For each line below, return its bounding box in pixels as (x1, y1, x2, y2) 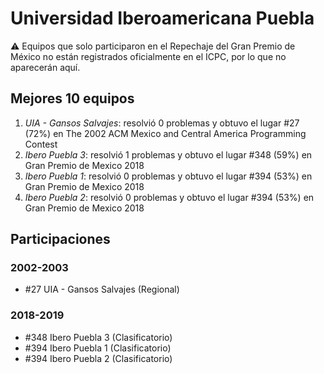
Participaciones (10, 231, 111, 248)
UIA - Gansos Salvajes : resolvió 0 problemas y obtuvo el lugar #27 (24, 117, 300, 129)
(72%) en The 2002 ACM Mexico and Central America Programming (24, 127, 307, 139)
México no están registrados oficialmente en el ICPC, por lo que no (10, 50, 287, 62)
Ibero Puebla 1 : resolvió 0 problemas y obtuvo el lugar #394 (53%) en (24, 170, 313, 182)
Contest (24, 138, 58, 150)
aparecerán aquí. (10, 61, 81, 73)
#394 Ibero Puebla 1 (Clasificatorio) (24, 342, 172, 354)
